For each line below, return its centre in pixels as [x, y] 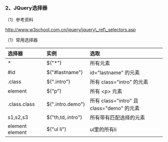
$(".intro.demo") [66, 104]
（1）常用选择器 [21, 40]
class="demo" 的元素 [115, 108]
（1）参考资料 [19, 20]
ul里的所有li [103, 129]
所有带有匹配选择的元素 [117, 117]
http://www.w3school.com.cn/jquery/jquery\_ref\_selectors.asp [70, 30]
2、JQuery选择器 [26, 7]
